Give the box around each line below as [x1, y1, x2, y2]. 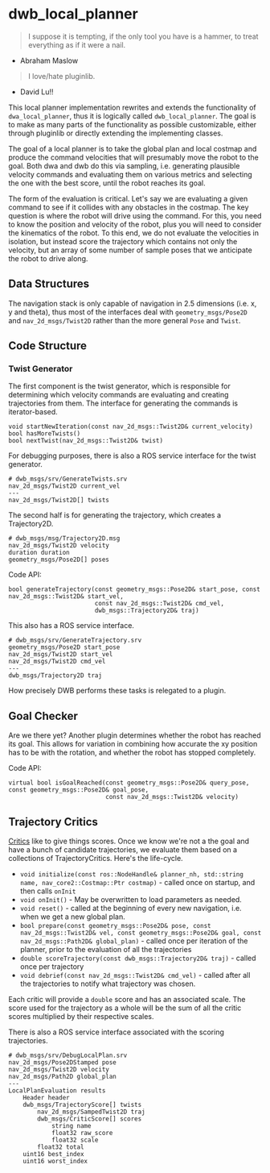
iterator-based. [8, 407, 58, 417]
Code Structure [8, 339, 87, 353]
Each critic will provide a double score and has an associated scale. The [8, 995, 247, 1005]
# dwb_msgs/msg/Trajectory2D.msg [8, 535, 121, 543]
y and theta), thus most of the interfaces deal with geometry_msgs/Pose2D [8, 307, 247, 317]
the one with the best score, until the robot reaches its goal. [8, 178, 207, 188]
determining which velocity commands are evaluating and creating [8, 390, 229, 400]
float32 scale [51, 1136, 99, 1145]
